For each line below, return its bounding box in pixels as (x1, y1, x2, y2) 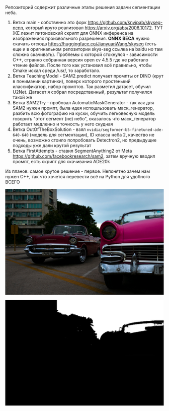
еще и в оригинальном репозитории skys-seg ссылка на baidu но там (12, 46, 163, 52)
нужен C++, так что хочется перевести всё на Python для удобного (5, 174, 150, 179)
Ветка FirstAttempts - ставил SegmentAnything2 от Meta (12, 148, 132, 154)
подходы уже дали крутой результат (12, 143, 92, 148)
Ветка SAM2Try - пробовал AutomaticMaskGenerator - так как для (12, 100, 154, 105)
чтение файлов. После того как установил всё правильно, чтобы (12, 62, 152, 68)
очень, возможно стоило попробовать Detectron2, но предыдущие (12, 137, 157, 143)
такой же (12, 94, 33, 100)
